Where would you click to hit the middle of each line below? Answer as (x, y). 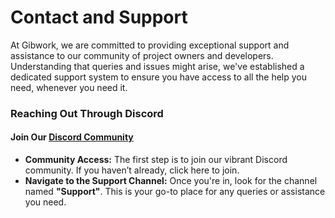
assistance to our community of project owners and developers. (142, 55)
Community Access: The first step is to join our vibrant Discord (156, 160)
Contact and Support (99, 17)
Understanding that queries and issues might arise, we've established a (157, 66)
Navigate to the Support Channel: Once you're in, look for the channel (171, 181)
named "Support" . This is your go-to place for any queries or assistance (175, 192)
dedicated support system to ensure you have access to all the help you (158, 77)
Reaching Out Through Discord (87, 113)
